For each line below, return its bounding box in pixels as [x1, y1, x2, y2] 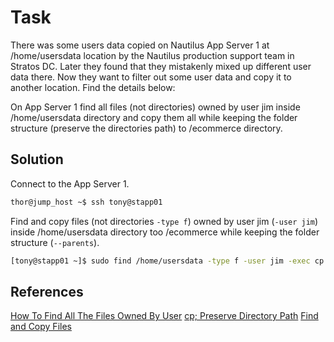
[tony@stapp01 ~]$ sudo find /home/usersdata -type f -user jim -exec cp [10, 256, 325, 266]
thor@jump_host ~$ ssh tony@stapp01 [10, 197, 163, 207]
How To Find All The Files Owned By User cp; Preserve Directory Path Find [10, 310, 319, 322]
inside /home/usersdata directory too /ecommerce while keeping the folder [10, 226, 320, 238]
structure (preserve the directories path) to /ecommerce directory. [10, 122, 283, 134]
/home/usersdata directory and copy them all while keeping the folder [10, 111, 298, 123]
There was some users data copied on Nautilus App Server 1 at [10, 39, 270, 51]
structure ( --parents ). [10, 236, 100, 248]
